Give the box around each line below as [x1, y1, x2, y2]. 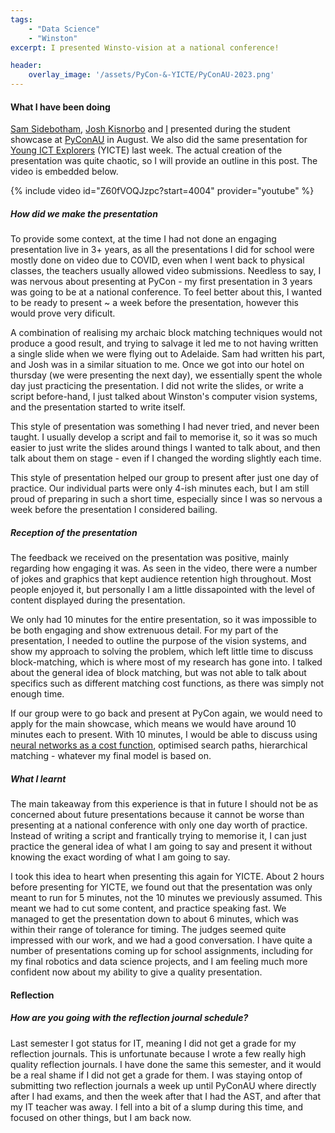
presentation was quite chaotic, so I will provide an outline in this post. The [10, 155, 318, 167]
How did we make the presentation [10, 207, 158, 220]
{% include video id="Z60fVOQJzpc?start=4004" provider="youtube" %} [10, 185, 315, 197]
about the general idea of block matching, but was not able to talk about [10, 667, 307, 679]
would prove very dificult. [10, 307, 116, 320]
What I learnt [10, 772, 67, 785]
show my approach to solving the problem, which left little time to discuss [10, 646, 314, 658]
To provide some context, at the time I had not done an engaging [10, 233, 277, 245]
